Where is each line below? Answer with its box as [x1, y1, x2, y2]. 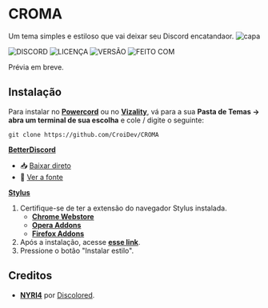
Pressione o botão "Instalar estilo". [19, 246, 134, 255]
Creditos [8, 269, 53, 282]
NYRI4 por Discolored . [19, 290, 95, 300]
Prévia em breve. [8, 62, 64, 72]
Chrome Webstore [31, 211, 94, 221]
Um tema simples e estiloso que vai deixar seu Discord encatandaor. [8, 31, 234, 41]
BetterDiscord [8, 145, 56, 154]
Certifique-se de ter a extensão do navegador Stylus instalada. [19, 203, 227, 213]
